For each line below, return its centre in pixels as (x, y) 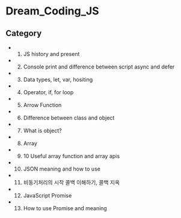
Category (24, 33)
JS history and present (51, 54)
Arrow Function (42, 105)
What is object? (43, 131)
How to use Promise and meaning (65, 208)
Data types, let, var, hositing (58, 80)
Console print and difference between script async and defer (99, 67)
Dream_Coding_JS (53, 11)
